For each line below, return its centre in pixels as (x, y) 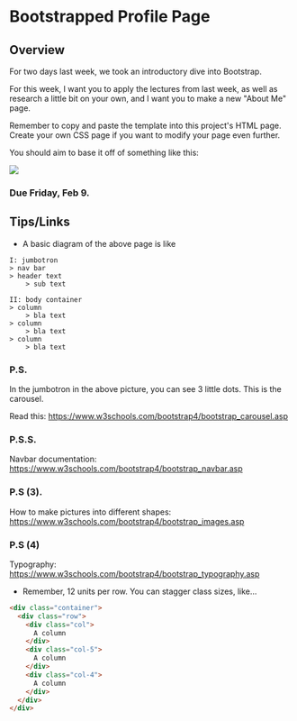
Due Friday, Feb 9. (49, 193)
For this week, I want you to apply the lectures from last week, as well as (144, 89)
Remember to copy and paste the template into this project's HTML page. (145, 125)
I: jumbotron (34, 260)
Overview (37, 50)
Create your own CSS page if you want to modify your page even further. (145, 135)
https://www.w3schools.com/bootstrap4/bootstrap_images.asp (127, 521)
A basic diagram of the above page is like (99, 243)
